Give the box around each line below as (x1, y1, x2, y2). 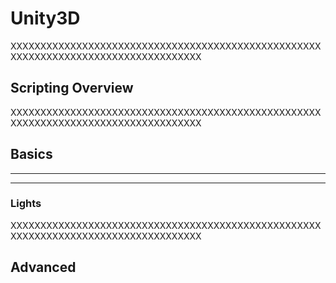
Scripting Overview (10, 80, 134, 97)
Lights (10, 197, 42, 211)
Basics (10, 146, 53, 163)
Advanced (10, 259, 77, 276)
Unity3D (10, 7, 81, 30)
